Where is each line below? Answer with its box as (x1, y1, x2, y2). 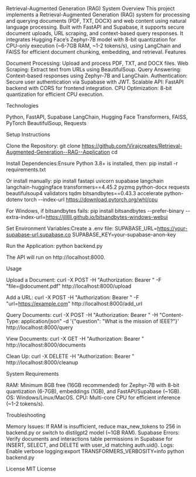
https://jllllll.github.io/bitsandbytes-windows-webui (46, 213, 169, 220)
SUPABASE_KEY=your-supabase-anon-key (72, 231, 177, 238)
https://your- (157, 225, 188, 231)
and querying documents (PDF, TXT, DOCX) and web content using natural (6, 18, 187, 24)
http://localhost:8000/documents (6, 341, 86, 348)
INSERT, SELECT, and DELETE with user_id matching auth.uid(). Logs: (6, 441, 174, 448)
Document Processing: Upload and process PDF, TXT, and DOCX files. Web (6, 60, 189, 67)
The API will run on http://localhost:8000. (6, 254, 105, 261)
